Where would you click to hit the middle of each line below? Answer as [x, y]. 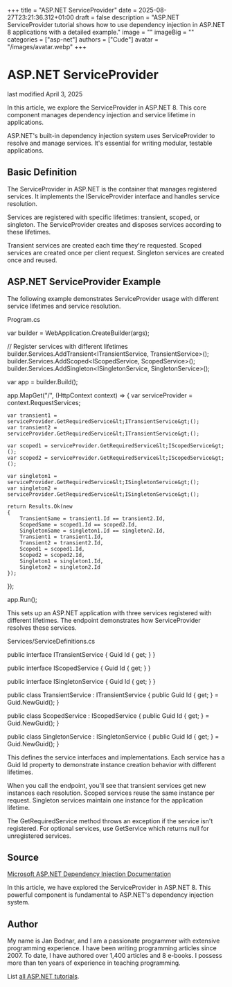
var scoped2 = [28, 458]
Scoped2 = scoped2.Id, [52, 555]
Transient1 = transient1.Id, [62, 537]
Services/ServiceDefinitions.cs [51, 641]
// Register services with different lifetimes [68, 346]
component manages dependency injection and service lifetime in [101, 114]
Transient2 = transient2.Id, [62, 543]
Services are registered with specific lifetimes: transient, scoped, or [104, 217]
